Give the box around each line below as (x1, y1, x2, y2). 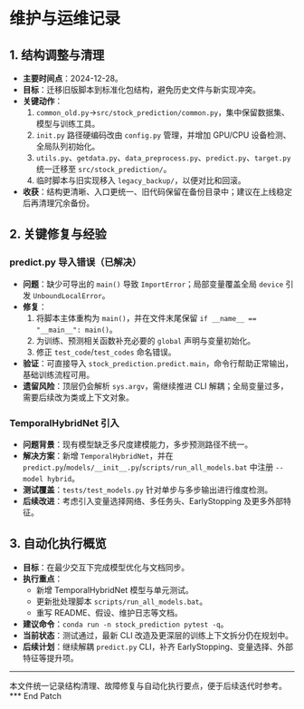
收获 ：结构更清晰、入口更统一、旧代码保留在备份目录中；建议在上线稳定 (22, 187, 292, 197)
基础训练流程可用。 (22, 369, 95, 380)
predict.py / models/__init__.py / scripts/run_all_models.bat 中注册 (22, 461, 274, 472)
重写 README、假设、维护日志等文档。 (35, 607, 183, 617)
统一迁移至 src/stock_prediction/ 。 (35, 164, 172, 174)
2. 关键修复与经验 (9, 227, 107, 242)
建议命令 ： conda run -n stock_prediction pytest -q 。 (22, 618, 229, 629)
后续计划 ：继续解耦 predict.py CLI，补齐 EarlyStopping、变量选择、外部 (22, 641, 294, 652)
